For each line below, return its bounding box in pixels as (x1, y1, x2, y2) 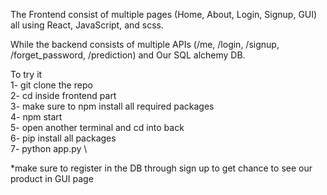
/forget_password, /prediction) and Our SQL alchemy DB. (10, 49, 246, 61)
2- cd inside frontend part (10, 90, 117, 101)
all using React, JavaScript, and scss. (10, 19, 164, 31)
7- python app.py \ (10, 143, 88, 154)
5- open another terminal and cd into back (10, 122, 185, 133)
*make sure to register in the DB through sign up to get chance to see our (10, 162, 313, 174)
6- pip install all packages (10, 132, 117, 144)
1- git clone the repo (10, 79, 93, 91)
